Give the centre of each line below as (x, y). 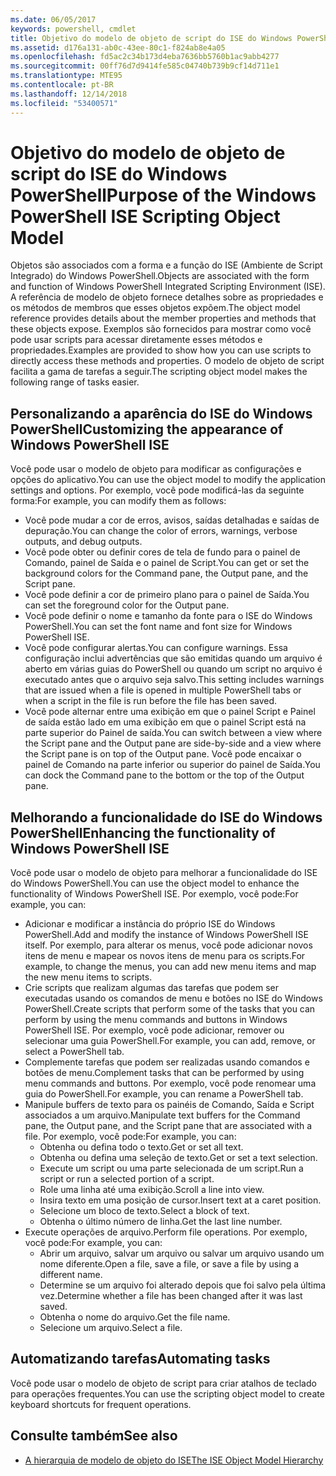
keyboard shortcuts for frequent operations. (101, 1404)
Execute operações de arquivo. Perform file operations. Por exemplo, (166, 1232)
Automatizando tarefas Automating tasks (140, 1359)
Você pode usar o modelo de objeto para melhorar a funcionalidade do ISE (164, 873)
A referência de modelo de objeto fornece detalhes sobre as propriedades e (167, 297)
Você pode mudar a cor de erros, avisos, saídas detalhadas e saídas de (172, 520)
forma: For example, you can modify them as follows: (118, 501)
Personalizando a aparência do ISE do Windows (161, 413)
